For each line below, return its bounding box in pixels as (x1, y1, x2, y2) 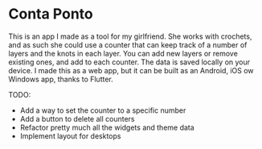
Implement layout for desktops (19, 130, 121, 141)
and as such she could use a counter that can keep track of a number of (8, 39, 248, 49)
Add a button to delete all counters (19, 114, 135, 123)
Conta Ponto (8, 5, 94, 23)
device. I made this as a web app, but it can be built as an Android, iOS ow (8, 65, 255, 75)
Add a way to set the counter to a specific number (19, 106, 186, 115)
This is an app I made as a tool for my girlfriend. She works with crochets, (8, 31, 252, 41)
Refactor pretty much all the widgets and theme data (19, 122, 194, 132)
